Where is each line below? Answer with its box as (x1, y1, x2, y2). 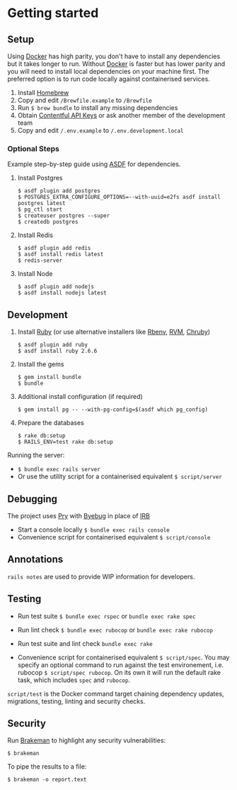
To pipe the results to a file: (7, 762, 87, 771)
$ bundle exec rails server (17, 466, 100, 473)
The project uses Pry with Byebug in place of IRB (7, 511, 150, 520)
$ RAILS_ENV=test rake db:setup (17, 439, 113, 446)
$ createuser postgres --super (17, 212, 110, 219)
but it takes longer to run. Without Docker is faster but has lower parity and (7, 60, 226, 68)
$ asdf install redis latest (17, 251, 104, 258)
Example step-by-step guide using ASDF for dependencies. (7, 160, 181, 168)
